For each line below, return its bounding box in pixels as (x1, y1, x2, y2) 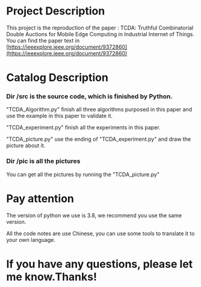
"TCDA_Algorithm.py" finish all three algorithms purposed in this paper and (6, 106, 193, 113)
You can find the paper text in (6, 37, 80, 44)
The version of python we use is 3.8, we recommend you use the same (6, 212, 182, 219)
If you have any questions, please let (6, 257, 193, 271)
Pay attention (6, 191, 74, 205)
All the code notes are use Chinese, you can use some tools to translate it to (6, 230, 195, 237)
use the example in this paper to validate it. (6, 113, 113, 120)
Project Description (6, 4, 105, 18)
